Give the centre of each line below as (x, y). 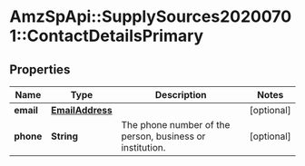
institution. (143, 147)
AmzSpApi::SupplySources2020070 (151, 17)
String (65, 136)
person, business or (163, 136)
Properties (40, 69)
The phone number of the (176, 125)
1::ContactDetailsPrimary (107, 36)
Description (181, 95)
